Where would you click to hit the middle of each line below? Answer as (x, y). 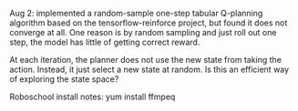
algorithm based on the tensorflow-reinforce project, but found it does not (149, 23)
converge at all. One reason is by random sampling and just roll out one (143, 32)
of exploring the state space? (64, 79)
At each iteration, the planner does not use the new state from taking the (146, 60)
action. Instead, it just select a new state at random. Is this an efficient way (149, 69)
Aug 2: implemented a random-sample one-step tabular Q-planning (136, 13)
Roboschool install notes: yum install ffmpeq (92, 96)
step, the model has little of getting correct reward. (105, 42)
